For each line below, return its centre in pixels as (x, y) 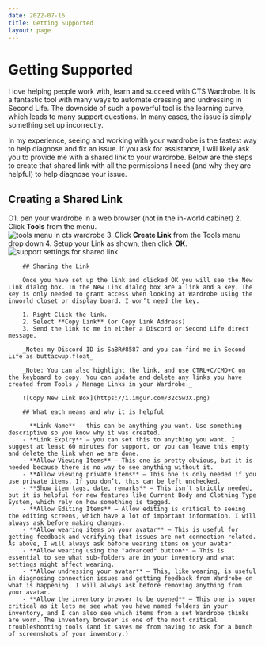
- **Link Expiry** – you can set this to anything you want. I (129, 440)
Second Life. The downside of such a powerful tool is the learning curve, (127, 109)
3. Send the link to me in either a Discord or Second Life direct (136, 329)
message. (23, 336)
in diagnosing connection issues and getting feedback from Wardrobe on (131, 579)
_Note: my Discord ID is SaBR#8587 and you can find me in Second (134, 350)
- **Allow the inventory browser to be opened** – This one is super (140, 599)
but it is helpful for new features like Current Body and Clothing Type (132, 495)
